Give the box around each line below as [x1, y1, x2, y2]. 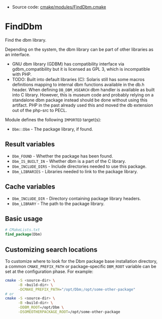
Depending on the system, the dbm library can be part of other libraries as [5, 46, 154, 52]
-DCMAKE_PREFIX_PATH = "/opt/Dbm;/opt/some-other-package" [17, 287, 136, 292]
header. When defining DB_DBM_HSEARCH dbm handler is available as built [12, 87, 155, 93]
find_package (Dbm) [5, 232, 42, 237]
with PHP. [12, 71, 32, 77]
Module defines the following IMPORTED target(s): [5, 116, 101, 123]
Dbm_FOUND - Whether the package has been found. [12, 153, 113, 159]
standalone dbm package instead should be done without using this [12, 97, 148, 103]
